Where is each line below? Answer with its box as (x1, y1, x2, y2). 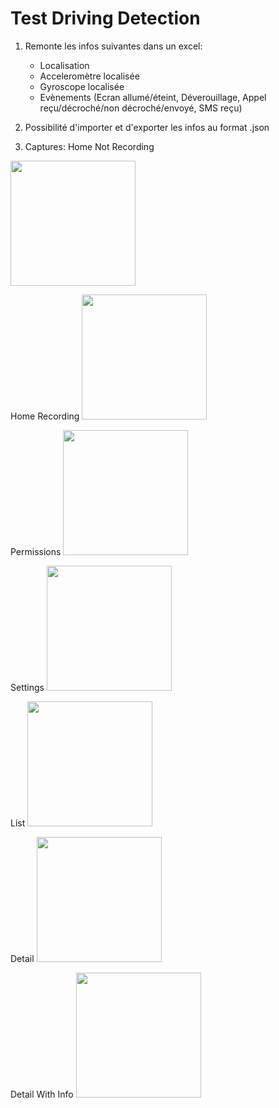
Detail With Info (10, 1088, 74, 1100)
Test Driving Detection (10, 7, 201, 30)
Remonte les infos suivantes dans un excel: (24, 40, 203, 52)
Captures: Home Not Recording (24, 140, 155, 152)
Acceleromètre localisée (39, 70, 140, 82)
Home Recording (10, 410, 80, 422)
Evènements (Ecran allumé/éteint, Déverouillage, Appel (39, 91, 267, 103)
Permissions (10, 545, 62, 557)
